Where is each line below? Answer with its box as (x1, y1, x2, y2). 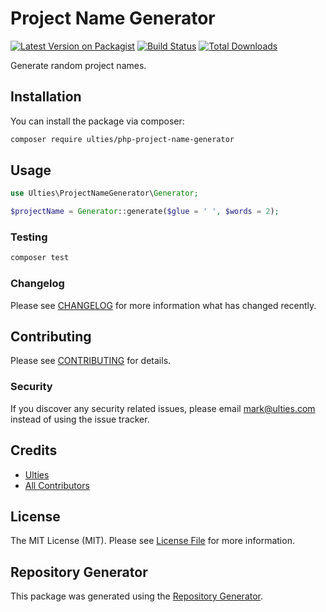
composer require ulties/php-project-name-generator (10, 134, 235, 144)
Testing (10, 230, 48, 244)
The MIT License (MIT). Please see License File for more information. (10, 535, 295, 547)
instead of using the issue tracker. (10, 413, 150, 425)
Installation (10, 88, 82, 106)
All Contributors (24, 479, 90, 491)
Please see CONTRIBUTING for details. (10, 355, 172, 367)
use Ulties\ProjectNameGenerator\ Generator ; (10, 188, 199, 199)
